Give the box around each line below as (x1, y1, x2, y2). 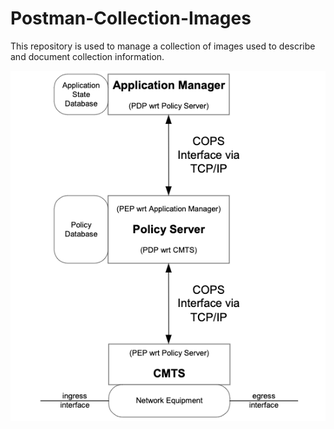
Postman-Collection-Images (10, 7, 252, 30)
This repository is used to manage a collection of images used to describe (10, 40, 316, 52)
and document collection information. (10, 50, 165, 62)
